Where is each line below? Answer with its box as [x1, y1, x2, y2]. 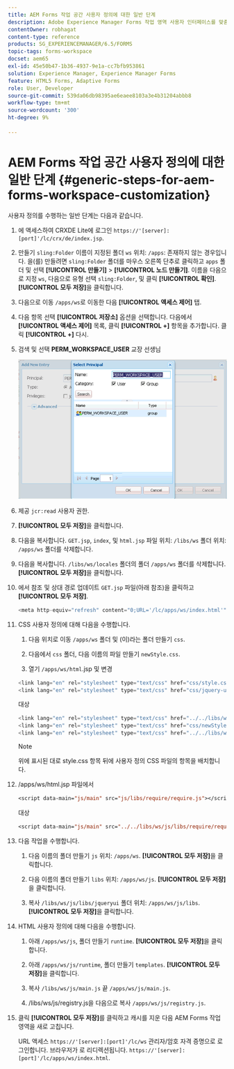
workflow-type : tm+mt [8, 100, 71, 107]
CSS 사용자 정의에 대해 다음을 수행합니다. [17, 620, 131, 629]
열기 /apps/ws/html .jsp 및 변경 [28, 664, 113, 672]
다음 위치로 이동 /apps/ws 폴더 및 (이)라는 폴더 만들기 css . [28, 635, 185, 643]
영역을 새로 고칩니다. [17, 1022, 74, 1031]
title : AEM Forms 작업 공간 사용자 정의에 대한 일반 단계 [8, 11, 156, 18]
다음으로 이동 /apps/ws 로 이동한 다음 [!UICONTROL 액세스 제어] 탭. [17, 298, 202, 306]
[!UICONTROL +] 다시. [25, 330, 89, 338]
